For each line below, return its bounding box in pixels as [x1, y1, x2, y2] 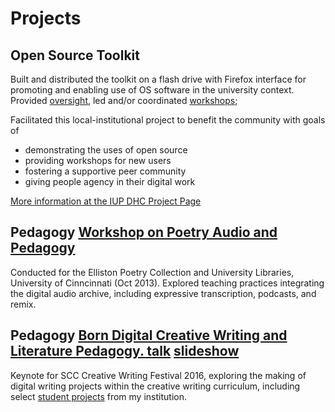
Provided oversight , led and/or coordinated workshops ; [10, 95, 238, 106]
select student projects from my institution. [10, 390, 187, 402]
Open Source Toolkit [10, 47, 140, 64]
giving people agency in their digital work [24, 176, 196, 187]
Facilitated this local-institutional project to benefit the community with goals [10, 114, 326, 126]
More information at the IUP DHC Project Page [10, 195, 202, 207]
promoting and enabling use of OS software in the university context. [10, 84, 295, 96]
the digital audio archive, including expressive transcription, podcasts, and [10, 287, 317, 299]
